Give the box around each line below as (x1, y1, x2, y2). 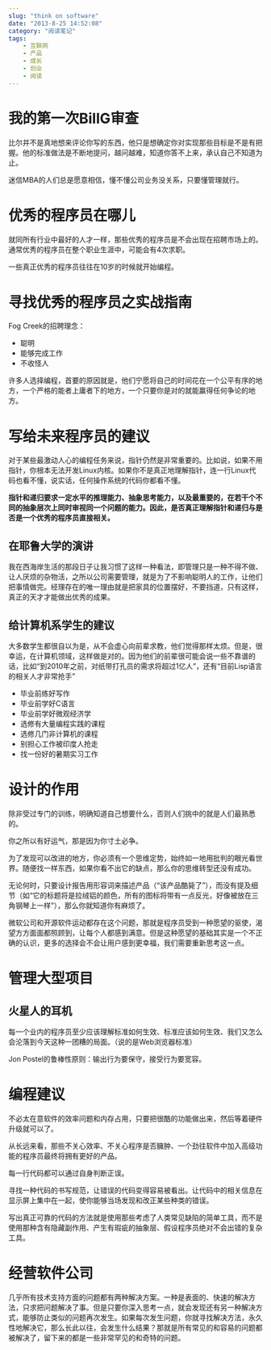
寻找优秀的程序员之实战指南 (8, 292, 193, 311)
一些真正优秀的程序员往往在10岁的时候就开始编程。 (8, 262, 179, 271)
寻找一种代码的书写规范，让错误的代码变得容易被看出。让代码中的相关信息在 (8, 1185, 263, 1195)
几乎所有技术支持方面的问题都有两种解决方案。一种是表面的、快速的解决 (8, 1292, 248, 1302)
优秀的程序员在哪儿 (8, 206, 136, 225)
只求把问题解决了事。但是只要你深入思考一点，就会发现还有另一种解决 (22, 1302, 256, 1312)
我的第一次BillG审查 (8, 109, 140, 128)
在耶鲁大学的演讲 (8, 539, 94, 553)
